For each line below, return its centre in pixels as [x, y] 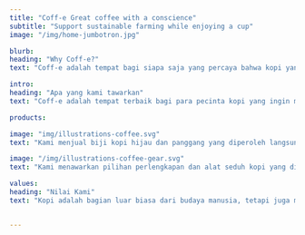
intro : [22, 84]
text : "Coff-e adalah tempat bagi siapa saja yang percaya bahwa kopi [146, 68]
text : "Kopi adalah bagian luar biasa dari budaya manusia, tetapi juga [150, 201]
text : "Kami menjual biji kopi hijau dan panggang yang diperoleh [138, 142]
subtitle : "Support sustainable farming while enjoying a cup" [132, 26]
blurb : [22, 51]
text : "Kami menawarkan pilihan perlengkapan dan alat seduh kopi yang [148, 167]
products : [28, 117]
